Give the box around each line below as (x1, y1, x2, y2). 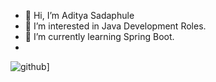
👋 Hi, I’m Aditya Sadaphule (24, 10, 135, 21)
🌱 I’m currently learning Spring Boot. (24, 31, 175, 42)
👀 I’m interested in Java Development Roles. (24, 20, 207, 32)
